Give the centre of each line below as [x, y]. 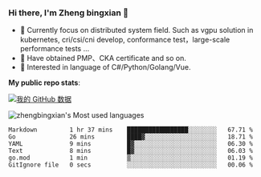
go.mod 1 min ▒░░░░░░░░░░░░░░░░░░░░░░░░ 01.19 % [130, 158]
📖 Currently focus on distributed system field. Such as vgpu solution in [137, 30]
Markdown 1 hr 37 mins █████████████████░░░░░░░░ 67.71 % [130, 130]
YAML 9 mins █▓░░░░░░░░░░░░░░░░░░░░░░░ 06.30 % [130, 144]
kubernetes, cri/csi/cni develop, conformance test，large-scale [125, 40]
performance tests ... [55, 49]
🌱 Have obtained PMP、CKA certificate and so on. [103, 58]
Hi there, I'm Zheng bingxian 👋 [68, 13]
